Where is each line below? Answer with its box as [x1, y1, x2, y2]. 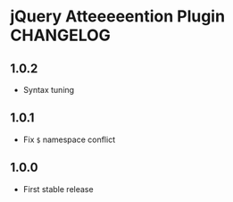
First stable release [22, 183, 94, 194]
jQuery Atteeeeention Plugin [10, 6, 226, 27]
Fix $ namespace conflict [22, 134, 115, 145]
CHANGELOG [10, 25, 111, 46]
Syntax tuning [22, 85, 75, 95]
